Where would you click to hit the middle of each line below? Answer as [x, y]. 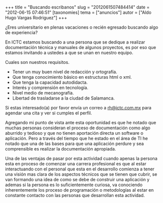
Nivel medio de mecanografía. [43, 93]
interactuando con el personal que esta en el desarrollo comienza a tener [80, 169]
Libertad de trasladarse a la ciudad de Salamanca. [63, 98]
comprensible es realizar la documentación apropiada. [61, 149]
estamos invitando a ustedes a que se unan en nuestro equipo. [69, 52]
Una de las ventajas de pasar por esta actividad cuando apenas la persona [81, 158]
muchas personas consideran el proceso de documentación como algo [78, 128]
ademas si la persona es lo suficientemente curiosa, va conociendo [74, 185]
